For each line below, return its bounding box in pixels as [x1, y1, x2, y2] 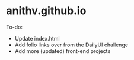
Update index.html [14, 35, 60, 42]
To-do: [6, 24, 23, 31]
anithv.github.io [6, 4, 87, 18]
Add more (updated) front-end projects [14, 47, 111, 54]
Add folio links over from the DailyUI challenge [14, 41, 129, 48]
